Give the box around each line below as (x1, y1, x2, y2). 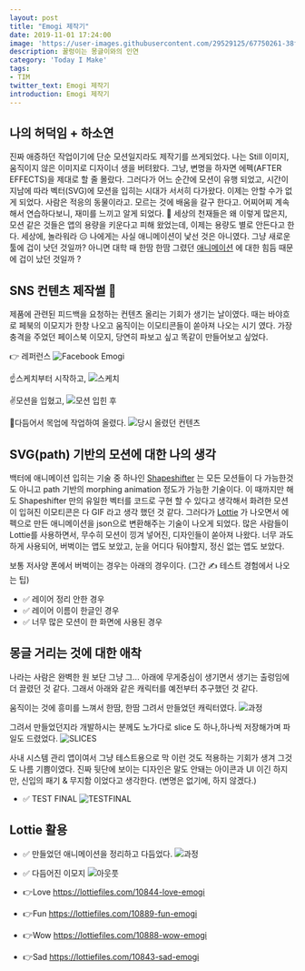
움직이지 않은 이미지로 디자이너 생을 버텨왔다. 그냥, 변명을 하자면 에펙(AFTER (9, 163, 282, 174)
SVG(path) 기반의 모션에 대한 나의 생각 (9, 447, 216, 462)
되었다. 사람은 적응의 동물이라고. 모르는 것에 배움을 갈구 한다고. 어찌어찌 (18, 197, 273, 207)
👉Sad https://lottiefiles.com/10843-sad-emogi (22, 951, 200, 962)
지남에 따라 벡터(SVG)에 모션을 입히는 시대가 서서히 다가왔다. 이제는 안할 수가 (9, 186, 283, 197)
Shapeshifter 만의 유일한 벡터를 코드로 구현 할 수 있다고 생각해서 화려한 (18, 495, 272, 506)
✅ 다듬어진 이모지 (22, 867, 86, 878)
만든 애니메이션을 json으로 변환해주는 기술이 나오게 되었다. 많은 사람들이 (33, 518, 289, 529)
